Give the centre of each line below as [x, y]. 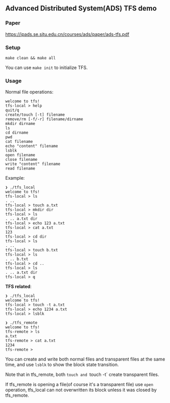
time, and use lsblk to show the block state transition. [62, 365]
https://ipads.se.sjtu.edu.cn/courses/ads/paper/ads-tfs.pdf [67, 34]
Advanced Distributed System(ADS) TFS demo [81, 8]
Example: [15, 178]
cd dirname [17, 133]
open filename [20, 155]
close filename [21, 160]
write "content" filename [33, 164]
